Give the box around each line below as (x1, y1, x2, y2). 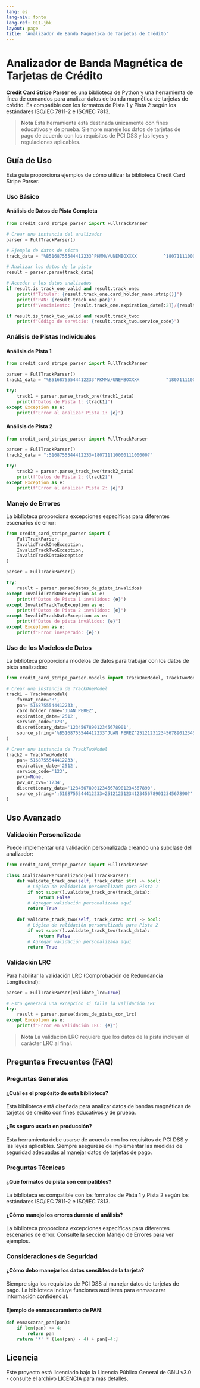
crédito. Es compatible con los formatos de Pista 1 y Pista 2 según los (6, 102, 177, 109)
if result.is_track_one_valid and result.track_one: (6, 286, 140, 292)
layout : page (6, 25, 39, 32)
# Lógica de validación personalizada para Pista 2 (27, 922, 159, 928)
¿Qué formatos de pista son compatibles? (6, 1178, 112, 1186)
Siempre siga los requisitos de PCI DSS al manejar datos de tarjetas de (6, 1280, 180, 1287)
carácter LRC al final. (20, 1040, 73, 1047)
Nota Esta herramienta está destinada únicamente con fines (20, 120, 168, 127)
